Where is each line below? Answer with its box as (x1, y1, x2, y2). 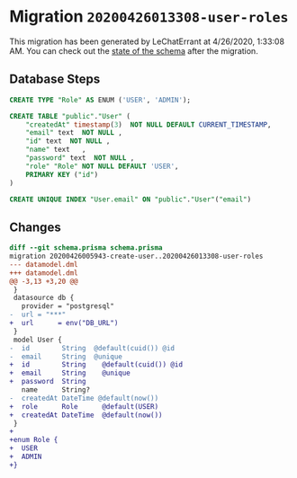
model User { (13, 335, 63, 344)
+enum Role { (9, 436, 58, 445)
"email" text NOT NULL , (25, 128, 123, 137)
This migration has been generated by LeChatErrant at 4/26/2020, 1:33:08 (9, 36, 285, 47)
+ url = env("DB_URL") (9, 319, 119, 328)
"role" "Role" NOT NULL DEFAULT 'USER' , (25, 162, 179, 171)
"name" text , (25, 146, 87, 155)
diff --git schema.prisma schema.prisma (9, 243, 164, 252)
